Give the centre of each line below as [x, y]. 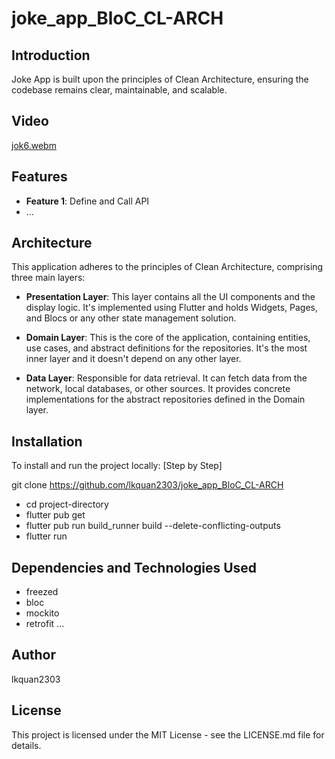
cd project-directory [67, 504]
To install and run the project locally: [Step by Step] [117, 466]
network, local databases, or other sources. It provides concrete [158, 389]
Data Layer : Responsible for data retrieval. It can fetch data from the [166, 378]
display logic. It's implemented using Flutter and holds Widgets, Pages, [172, 308]
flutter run [46, 536]
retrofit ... [45, 624]
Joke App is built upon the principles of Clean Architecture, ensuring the [160, 79]
